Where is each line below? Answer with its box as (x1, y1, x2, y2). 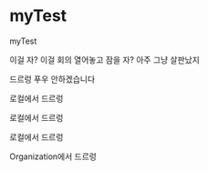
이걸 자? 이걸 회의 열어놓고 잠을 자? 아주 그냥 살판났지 (9, 54, 201, 65)
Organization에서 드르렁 (9, 151, 98, 162)
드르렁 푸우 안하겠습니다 (9, 74, 96, 85)
